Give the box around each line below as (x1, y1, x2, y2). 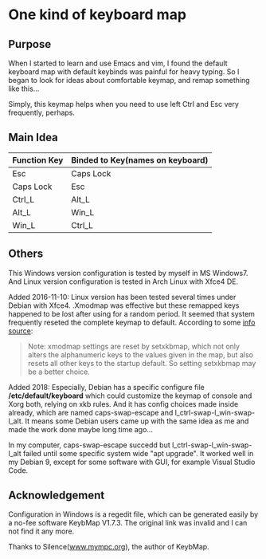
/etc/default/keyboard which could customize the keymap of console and (8, 391, 252, 400)
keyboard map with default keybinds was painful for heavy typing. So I (8, 67, 240, 77)
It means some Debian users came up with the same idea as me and (25, 416, 249, 426)
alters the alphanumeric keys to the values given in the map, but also (27, 349, 253, 360)
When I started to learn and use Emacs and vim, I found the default (8, 58, 228, 68)
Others (8, 247, 44, 261)
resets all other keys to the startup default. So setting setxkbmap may (27, 358, 256, 368)
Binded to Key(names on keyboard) (71, 154, 209, 165)
